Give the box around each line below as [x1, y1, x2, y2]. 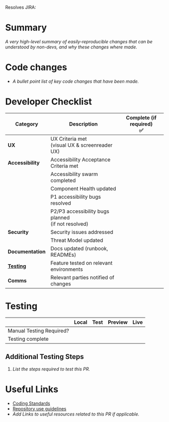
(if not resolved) [50, 220, 89, 227]
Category [15, 120, 39, 128]
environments [50, 266, 83, 273]
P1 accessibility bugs [50, 193, 102, 200]
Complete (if [126, 114, 157, 121]
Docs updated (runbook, [50, 245, 108, 252]
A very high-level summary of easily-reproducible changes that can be [5, 38, 152, 44]
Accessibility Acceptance [50, 156, 111, 163]
